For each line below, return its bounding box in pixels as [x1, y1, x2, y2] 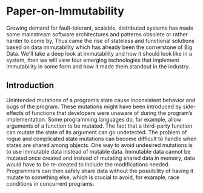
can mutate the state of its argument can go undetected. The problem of [6, 128, 187, 136]
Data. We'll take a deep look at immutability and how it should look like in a [6, 50, 192, 57]
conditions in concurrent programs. [6, 180, 95, 187]
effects [6, 109, 24, 116]
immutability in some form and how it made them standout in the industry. [6, 62, 190, 70]
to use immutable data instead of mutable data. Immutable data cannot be [6, 148, 191, 155]
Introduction [6, 80, 55, 91]
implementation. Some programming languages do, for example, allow [6, 116, 182, 123]
